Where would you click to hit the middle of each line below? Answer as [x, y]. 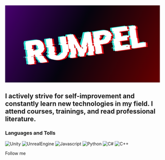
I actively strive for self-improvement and [70, 96]
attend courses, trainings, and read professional [80, 111]
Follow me [15, 153]
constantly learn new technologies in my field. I [79, 104]
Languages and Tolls [30, 133]
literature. [21, 119]
